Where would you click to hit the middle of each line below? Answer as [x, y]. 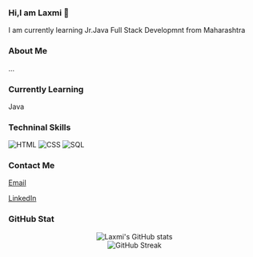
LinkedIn [22, 199]
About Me [28, 51]
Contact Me [32, 166]
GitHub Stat [31, 219]
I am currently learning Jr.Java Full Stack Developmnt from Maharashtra [127, 30]
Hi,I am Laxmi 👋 [39, 13]
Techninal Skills [40, 127]
